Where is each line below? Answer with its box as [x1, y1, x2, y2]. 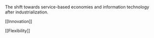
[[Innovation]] [5, 19, 32, 24]
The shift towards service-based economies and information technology [5, 4, 149, 10]
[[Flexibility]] [5, 28, 31, 33]
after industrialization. [5, 9, 48, 15]
